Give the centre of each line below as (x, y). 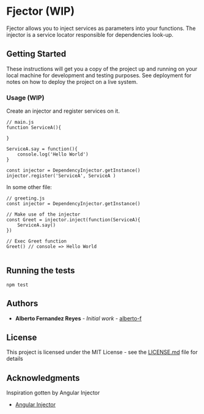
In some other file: (29, 187)
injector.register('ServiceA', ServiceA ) (61, 176)
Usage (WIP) (25, 97)
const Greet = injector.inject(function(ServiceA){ (73, 220)
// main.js (20, 122)
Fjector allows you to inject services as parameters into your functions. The (101, 28)
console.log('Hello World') (53, 154)
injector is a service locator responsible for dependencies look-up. (90, 34)
